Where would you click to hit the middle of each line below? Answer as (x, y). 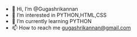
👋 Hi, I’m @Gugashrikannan (45, 9)
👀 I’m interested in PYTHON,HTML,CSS (59, 15)
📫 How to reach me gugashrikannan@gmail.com (71, 28)
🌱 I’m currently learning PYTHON (52, 21)
